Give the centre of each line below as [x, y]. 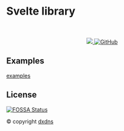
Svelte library [41, 11]
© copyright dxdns [30, 121]
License [22, 95]
